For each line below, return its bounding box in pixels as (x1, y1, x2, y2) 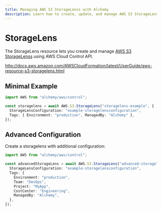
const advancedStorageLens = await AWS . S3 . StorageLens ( (5, 162, 120, 166)
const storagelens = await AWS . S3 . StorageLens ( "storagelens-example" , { (5, 104, 154, 109)
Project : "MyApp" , (13, 184, 51, 189)
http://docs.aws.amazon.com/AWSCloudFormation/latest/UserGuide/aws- (5, 63, 152, 69)
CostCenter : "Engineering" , (13, 188, 70, 194)
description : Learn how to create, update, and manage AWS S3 (5, 12, 133, 16)
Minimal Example (5, 82, 58, 90)
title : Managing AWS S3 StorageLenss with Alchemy (5, 7, 109, 12)
